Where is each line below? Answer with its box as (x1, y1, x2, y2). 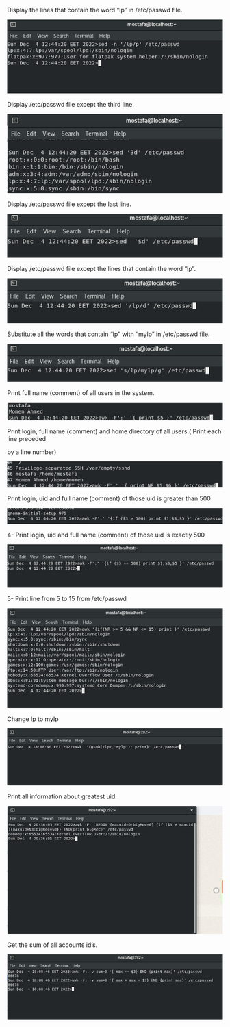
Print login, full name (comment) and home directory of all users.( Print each (7, 427, 222, 435)
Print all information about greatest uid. (7, 792, 118, 800)
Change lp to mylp (7, 715, 59, 723)
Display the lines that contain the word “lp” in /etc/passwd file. (7, 6, 183, 14)
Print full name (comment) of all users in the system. (7, 388, 155, 396)
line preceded (7, 435, 47, 443)
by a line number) (7, 448, 57, 456)
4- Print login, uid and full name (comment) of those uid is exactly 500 (7, 531, 205, 540)
